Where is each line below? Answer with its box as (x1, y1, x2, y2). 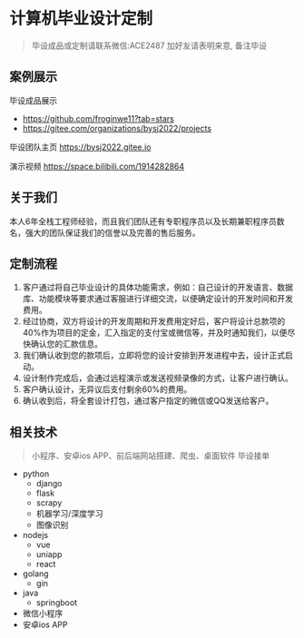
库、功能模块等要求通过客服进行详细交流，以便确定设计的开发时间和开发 (22, 293, 293, 304)
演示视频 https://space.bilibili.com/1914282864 (9, 161, 185, 172)
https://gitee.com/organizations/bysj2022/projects (22, 123, 211, 133)
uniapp (35, 549, 63, 560)
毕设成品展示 (9, 94, 57, 105)
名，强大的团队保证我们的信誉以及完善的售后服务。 (9, 227, 201, 238)
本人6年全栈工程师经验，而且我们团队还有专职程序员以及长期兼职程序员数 (9, 215, 285, 227)
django (35, 478, 63, 489)
